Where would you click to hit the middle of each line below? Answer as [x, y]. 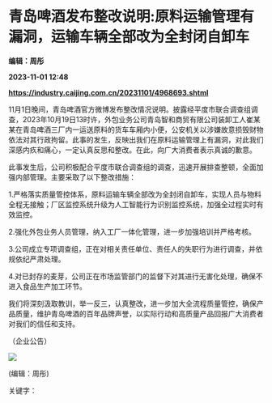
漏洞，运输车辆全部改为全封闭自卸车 [129, 37]
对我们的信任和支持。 [44, 324]
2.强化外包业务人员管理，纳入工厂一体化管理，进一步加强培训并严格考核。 [132, 231]
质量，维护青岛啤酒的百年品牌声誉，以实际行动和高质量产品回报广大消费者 [139, 313]
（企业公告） [30, 341]
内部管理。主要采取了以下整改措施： [75, 177]
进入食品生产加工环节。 [47, 286]
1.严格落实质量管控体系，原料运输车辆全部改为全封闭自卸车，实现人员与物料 [135, 194]
